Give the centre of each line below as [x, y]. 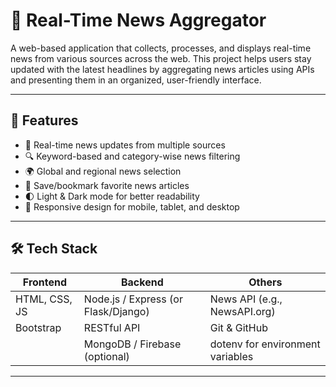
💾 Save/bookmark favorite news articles [107, 185]
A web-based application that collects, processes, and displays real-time [161, 48]
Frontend [45, 282]
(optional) [106, 356]
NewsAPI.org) [242, 311]
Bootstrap [38, 327]
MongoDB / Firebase [132, 344]
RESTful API [112, 327]
